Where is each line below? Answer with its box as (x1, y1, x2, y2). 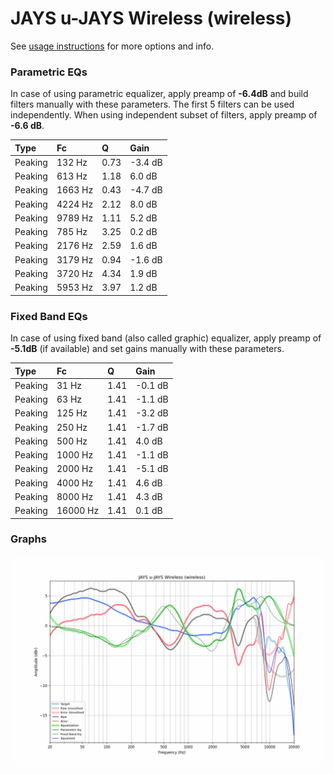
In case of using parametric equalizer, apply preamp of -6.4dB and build (10, 88, 309, 100)
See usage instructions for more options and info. (10, 40, 215, 52)
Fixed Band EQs (10, 309, 88, 323)
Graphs (10, 532, 47, 546)
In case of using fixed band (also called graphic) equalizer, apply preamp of (10, 332, 322, 344)
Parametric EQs (10, 65, 88, 79)
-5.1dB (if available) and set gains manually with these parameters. (10, 343, 285, 355)
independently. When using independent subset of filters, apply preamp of (10, 109, 318, 121)
